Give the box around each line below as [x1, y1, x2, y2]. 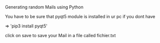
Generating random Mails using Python [5, 4, 84, 10]
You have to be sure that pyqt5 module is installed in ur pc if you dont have [5, 14, 155, 19]
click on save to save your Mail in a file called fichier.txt [5, 33, 116, 38]
